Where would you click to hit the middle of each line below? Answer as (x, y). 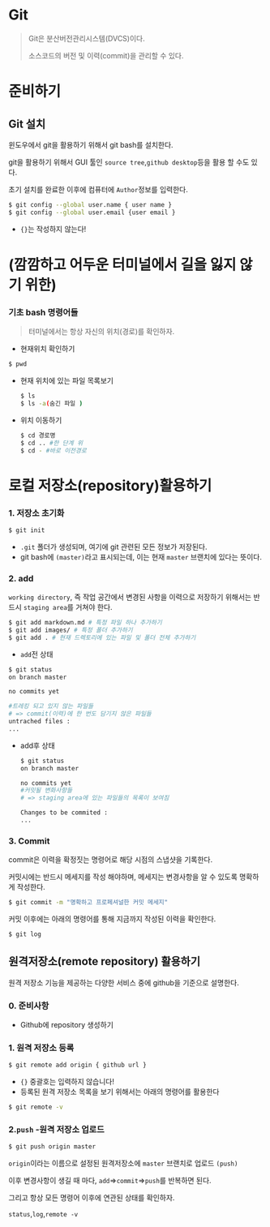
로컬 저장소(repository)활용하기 (110, 485)
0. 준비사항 (29, 1006)
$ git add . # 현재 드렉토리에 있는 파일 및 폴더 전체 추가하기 (102, 637)
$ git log (25, 934)
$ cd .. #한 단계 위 (51, 443)
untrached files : (39, 722)
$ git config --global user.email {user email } (92, 212)
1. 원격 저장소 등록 (41, 1048)
